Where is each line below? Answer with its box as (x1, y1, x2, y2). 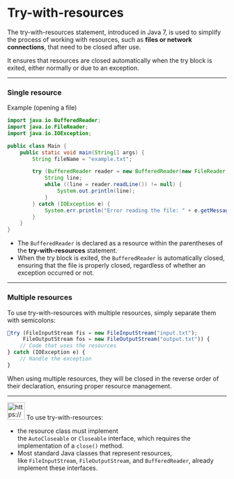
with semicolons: (7, 316, 56, 324)
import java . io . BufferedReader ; (7, 117, 101, 124)
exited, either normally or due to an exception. (7, 63, 139, 72)
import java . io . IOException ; (7, 130, 92, 137)
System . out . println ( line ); (56, 188, 136, 195)
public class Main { (7, 142, 68, 149)
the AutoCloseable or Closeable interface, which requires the (17, 434, 191, 442)
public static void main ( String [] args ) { (19, 149, 145, 156)
